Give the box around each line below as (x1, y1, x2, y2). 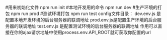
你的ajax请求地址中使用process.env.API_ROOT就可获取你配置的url (14, 29, 151, 35)
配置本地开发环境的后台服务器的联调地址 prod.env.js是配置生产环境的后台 (5, 17, 157, 22)
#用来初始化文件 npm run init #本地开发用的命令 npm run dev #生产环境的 (5, 4, 157, 10)
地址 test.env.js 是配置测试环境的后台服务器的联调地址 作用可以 (27, 23, 158, 29)
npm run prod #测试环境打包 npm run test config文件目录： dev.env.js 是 (11, 10, 161, 16)
